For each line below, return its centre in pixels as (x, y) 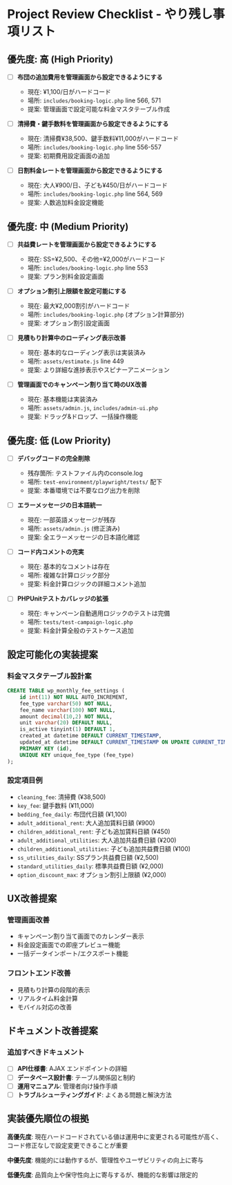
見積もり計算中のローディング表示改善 (71, 338)
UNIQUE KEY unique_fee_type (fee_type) (77, 755)
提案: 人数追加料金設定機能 (66, 203)
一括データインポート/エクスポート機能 (73, 954)
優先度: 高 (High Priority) (60, 59)
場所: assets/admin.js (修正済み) (74, 529)
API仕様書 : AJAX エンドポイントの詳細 (72, 1069)
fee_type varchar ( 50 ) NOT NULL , (66, 704)
